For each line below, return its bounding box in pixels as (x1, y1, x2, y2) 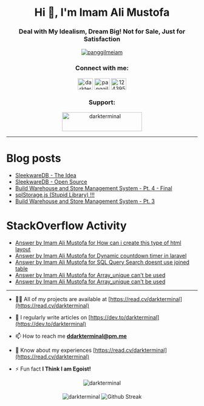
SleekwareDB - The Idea (15, 172, 77, 179)
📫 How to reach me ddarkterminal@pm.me (15, 332, 127, 340)
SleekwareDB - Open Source (15, 178, 87, 185)
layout (15, 245, 31, 252)
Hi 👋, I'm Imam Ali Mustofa (34, 5, 170, 20)
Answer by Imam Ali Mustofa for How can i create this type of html (15, 239, 182, 246)
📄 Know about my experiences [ (15, 346, 95, 354)
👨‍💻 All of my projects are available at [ (15, 295, 110, 302)
